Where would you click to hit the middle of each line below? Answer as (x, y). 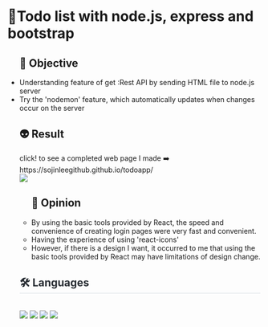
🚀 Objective (49, 63)
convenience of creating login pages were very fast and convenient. (144, 231)
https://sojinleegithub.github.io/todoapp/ (86, 170)
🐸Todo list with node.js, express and (131, 16)
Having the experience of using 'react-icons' (105, 239)
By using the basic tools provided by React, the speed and (127, 222)
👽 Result (42, 135)
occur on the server (52, 108)
